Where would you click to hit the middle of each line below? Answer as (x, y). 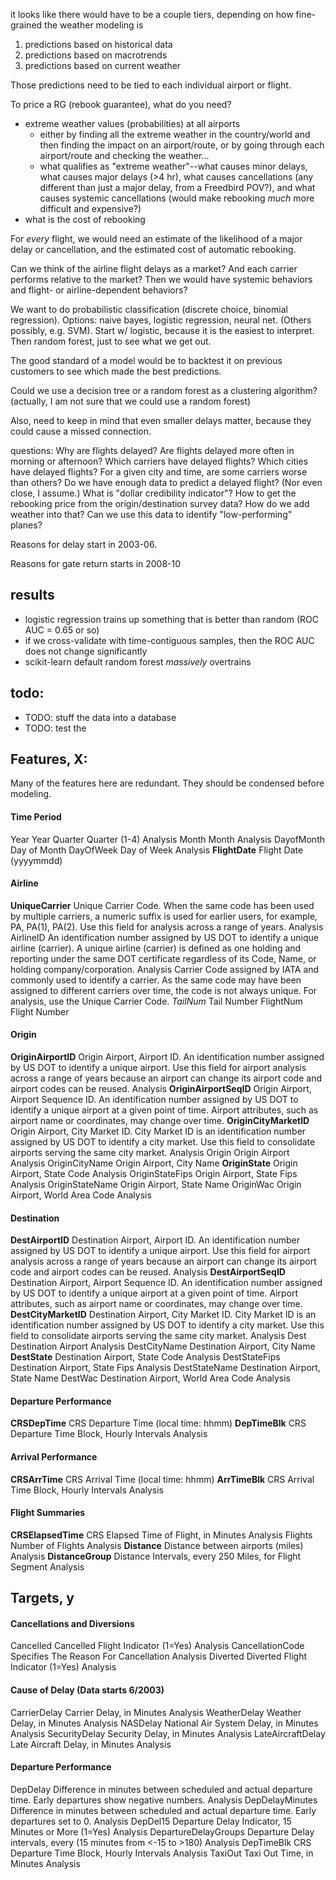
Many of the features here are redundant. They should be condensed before (167, 783)
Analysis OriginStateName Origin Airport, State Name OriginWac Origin (156, 1185)
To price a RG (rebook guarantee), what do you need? (121, 104)
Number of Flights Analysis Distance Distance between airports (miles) (157, 1545)
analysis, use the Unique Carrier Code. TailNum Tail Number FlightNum (156, 1001)
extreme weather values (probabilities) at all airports (132, 123)
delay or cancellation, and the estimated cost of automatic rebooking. (153, 249)
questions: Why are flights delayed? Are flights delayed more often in (152, 450)
